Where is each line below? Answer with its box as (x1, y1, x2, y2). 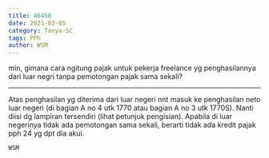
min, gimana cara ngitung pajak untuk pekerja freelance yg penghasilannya (8, 63, 256, 73)
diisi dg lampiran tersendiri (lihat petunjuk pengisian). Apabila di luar (8, 112, 233, 121)
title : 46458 (8, 11, 52, 20)
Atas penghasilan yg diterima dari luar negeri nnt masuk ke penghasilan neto (8, 95, 261, 105)
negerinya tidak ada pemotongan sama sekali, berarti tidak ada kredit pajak (8, 120, 256, 130)
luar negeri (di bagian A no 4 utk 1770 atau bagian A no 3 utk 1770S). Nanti (8, 103, 254, 113)
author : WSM (8, 41, 48, 49)
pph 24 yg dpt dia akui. (8, 128, 85, 138)
